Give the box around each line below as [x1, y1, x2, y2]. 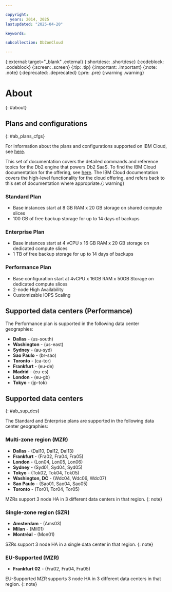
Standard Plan [5, 193, 42, 200]
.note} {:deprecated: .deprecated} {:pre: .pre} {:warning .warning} [5, 70, 145, 76]
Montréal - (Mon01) [12, 531, 55, 537]
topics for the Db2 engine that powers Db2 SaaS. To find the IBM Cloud [5, 164, 157, 170]
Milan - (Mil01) [12, 526, 44, 532]
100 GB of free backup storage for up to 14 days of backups [12, 216, 140, 222]
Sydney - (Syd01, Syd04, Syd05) [12, 464, 83, 470]
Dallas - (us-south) [12, 336, 54, 342]
